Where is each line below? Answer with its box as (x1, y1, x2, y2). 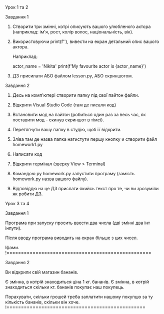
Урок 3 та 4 (5, 201, 29, 206)
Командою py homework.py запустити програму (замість (12, 171, 135, 176)
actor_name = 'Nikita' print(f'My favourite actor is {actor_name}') (12, 63, 146, 69)
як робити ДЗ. (12, 191, 43, 197)
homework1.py (12, 142, 43, 147)
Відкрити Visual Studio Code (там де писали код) (12, 102, 116, 108)
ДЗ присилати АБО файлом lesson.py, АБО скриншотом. (12, 73, 133, 79)
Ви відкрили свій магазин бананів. (5, 269, 78, 275)
